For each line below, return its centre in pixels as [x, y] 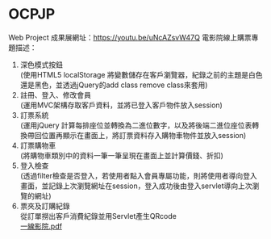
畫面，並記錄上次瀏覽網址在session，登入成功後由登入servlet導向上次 [136, 186]
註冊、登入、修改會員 [55, 94]
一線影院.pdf [41, 226]
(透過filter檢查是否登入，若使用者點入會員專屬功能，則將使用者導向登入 [138, 175]
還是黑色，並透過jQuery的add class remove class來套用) [114, 85]
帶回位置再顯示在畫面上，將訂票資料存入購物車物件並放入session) [137, 135]
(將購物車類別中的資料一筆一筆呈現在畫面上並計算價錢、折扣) [122, 155]
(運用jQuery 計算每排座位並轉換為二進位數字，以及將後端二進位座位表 [136, 125]
